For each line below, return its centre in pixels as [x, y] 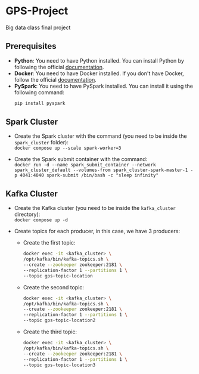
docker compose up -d [41, 220]
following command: [39, 92]
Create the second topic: [54, 287]
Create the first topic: [49, 243]
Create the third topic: [50, 332]
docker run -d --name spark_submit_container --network [85, 165]
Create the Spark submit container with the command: [81, 159]
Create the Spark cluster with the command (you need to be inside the [100, 136]
